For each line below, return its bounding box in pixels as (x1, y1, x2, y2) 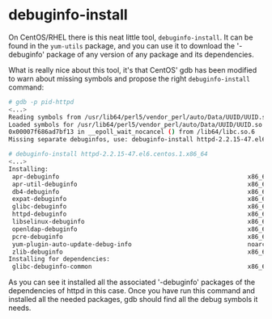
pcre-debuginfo (11, 233, 63, 241)
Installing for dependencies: (8, 255, 111, 263)
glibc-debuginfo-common (11, 262, 92, 271)
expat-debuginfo (11, 195, 67, 204)
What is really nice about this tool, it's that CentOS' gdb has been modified (8, 65, 257, 74)
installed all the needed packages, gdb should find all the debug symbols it (8, 295, 258, 304)
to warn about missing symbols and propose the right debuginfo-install (8, 73, 251, 83)
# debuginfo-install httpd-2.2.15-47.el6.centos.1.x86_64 (8, 150, 208, 158)
